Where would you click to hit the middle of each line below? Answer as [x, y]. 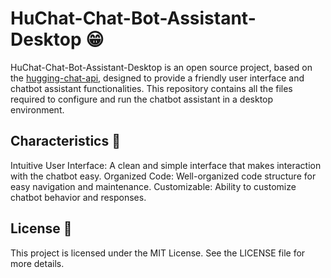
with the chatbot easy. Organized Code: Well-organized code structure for [163, 176]
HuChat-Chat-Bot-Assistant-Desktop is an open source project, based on [161, 67]
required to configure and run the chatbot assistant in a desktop [142, 99]
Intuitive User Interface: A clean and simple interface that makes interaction [166, 165]
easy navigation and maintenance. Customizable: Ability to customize [153, 186]
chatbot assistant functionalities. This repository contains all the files [151, 88]
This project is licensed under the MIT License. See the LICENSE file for [158, 253]
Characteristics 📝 [65, 141]
